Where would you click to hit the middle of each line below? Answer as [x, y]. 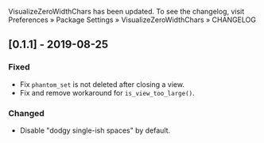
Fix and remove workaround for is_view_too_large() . [107, 92]
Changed [27, 113]
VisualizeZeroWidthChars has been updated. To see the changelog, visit [126, 11]
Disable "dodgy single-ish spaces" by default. [95, 130]
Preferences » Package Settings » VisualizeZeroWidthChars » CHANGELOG [132, 20]
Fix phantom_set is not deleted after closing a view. [102, 84]
